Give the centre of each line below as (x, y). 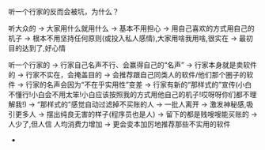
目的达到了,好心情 (37, 48)
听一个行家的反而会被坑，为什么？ (64, 11)
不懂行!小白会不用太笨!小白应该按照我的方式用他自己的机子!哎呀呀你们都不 (129, 94)
